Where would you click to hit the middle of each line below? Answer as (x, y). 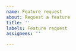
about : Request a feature (38, 17)
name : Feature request (34, 12)
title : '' (18, 23)
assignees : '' (24, 34)
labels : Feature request (37, 28)
